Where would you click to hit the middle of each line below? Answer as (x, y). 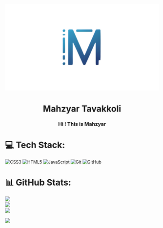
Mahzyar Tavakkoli (82, 109)
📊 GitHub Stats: (38, 182)
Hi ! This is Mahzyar (82, 124)
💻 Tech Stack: (35, 145)
